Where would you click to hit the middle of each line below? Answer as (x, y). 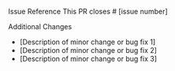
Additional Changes (40, 26)
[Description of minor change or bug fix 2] (88, 50)
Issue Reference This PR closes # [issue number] (88, 11)
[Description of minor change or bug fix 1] (87, 42)
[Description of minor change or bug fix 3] (88, 59)
